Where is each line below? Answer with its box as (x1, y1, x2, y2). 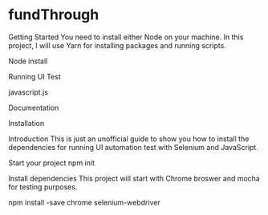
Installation (8, 118, 45, 128)
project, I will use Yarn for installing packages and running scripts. (8, 40, 226, 50)
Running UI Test (8, 71, 62, 81)
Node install (8, 56, 48, 66)
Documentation (8, 103, 59, 112)
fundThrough (8, 6, 99, 24)
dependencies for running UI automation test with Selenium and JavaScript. (8, 142, 258, 152)
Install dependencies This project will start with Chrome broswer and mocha (8, 173, 261, 183)
